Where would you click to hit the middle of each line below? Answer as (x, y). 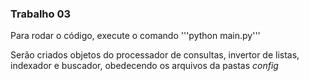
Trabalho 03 (41, 14)
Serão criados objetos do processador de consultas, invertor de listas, (155, 55)
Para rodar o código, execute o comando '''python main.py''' (135, 36)
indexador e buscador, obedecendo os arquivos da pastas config (144, 66)
